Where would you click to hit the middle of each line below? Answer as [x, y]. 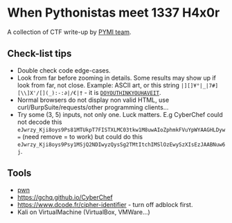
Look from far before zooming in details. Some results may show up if [117, 78]
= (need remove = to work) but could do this [80, 136]
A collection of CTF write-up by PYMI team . [69, 32]
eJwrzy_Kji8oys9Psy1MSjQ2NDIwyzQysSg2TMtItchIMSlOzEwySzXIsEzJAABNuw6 [121, 144]
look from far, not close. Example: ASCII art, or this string [98, 85]
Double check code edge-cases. [64, 70]
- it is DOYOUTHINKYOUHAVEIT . [123, 92]
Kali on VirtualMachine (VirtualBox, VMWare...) [83, 212]
